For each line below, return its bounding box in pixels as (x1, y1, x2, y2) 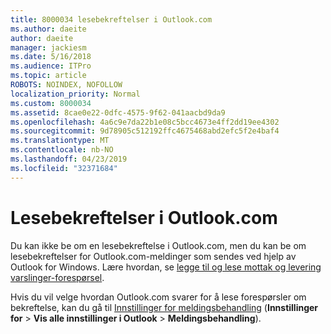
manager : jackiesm (10, 42, 87, 53)
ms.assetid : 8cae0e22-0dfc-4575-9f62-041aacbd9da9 (10, 107, 226, 118)
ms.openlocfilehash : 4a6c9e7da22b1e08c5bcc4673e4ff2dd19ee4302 (10, 117, 280, 127)
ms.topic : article (10, 71, 87, 81)
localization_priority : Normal (10, 89, 141, 99)
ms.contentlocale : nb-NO (10, 145, 114, 155)
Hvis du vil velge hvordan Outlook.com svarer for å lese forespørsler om (10, 291, 307, 303)
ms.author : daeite (10, 24, 87, 34)
